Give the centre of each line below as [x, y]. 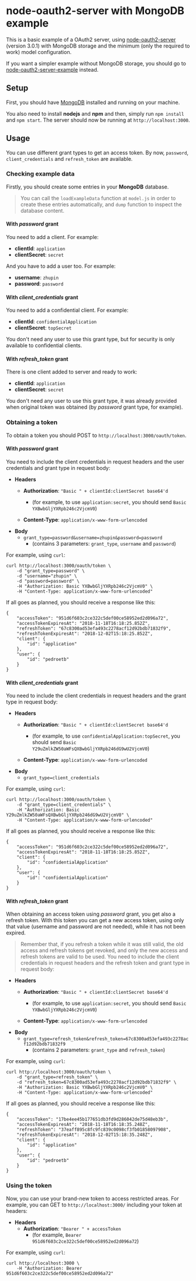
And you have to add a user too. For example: [61, 266]
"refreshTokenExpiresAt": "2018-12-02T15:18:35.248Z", [85, 1135]
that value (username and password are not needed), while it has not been [96, 927]
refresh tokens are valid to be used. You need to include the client [100, 957]
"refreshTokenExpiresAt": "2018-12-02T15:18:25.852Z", [85, 633]
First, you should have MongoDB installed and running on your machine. [93, 102]
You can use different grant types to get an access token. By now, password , [97, 152]
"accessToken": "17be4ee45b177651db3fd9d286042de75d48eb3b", [92, 1119]
